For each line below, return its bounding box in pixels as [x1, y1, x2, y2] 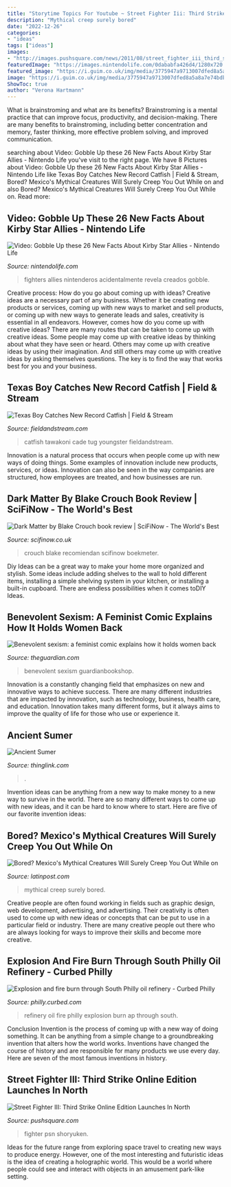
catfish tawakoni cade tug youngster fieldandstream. [23, 437, 174, 446]
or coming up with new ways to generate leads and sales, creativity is [7, 311, 205, 319]
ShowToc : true [7, 81, 48, 87]
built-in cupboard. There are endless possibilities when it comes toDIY [7, 584, 206, 592]
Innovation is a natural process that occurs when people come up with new [7, 451, 220, 459]
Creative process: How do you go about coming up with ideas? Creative [7, 289, 211, 297]
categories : [7, 29, 41, 37]
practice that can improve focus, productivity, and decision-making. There [7, 113, 218, 121]
